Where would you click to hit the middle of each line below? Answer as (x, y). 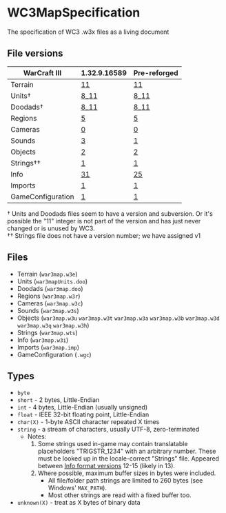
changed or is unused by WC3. (51, 228)
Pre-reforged (156, 72)
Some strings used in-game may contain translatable (113, 444)
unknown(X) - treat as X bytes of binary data (79, 503)
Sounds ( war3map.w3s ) (48, 310)
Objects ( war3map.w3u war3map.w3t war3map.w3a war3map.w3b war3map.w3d (119, 318)
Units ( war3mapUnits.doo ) (52, 281)
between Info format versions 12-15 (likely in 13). (106, 466)
